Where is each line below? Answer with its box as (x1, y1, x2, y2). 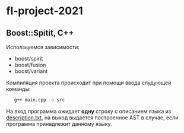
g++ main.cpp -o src (14, 97, 65, 103)
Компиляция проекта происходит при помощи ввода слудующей (6, 79, 172, 86)
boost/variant (14, 68, 48, 75)
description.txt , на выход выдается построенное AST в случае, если (6, 114, 179, 121)
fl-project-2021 (6, 4, 83, 18)
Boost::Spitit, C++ (6, 28, 74, 38)
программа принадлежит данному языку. (6, 120, 112, 127)
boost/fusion (14, 61, 46, 68)
